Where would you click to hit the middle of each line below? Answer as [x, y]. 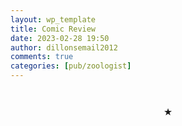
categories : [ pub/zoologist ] [71, 66]
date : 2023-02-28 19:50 [60, 38]
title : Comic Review [53, 29]
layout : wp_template [53, 19]
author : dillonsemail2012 [64, 47]
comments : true [42, 57]
